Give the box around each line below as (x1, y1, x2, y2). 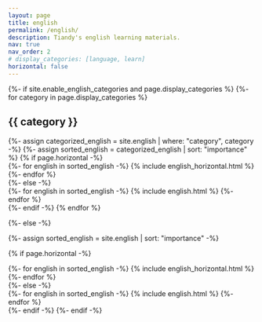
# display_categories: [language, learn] (8, 56, 146, 64)
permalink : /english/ (8, 26, 79, 34)
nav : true (8, 41, 41, 49)
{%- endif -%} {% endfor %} (8, 203, 101, 212)
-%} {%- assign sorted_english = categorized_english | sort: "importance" (8, 145, 248, 154)
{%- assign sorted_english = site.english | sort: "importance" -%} (8, 233, 220, 243)
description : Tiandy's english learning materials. (8, 33, 180, 42)
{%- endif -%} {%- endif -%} (8, 306, 103, 315)
